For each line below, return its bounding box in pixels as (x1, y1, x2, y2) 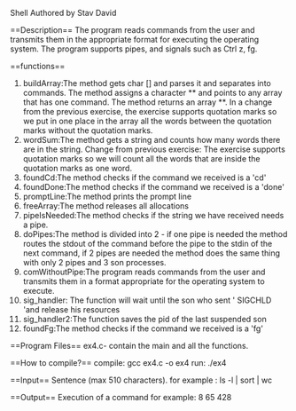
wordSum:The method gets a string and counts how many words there (22, 135, 281, 145)
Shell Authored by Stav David (10, 8, 117, 18)
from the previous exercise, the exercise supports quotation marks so (22, 107, 277, 116)
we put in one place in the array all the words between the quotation (22, 115, 273, 126)
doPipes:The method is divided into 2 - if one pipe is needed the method (22, 229, 288, 239)
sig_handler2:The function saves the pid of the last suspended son (22, 314, 267, 324)
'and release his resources (22, 304, 121, 314)
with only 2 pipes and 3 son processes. (22, 257, 167, 267)
